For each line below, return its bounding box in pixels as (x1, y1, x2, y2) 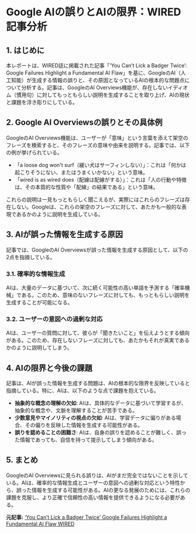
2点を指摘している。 (6, 253, 56, 260)
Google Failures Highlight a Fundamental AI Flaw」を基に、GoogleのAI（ (6, 69, 181, 76)
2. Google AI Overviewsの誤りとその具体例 (6, 118, 163, 128)
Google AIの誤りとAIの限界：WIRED (6, 5, 181, 19)
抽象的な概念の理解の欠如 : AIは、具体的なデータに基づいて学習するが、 (14, 400, 187, 407)
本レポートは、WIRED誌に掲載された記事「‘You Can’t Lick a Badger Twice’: (6, 62, 187, 69)
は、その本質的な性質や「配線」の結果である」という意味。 (14, 183, 159, 190)
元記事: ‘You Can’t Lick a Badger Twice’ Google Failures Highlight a (6, 514, 167, 521)
